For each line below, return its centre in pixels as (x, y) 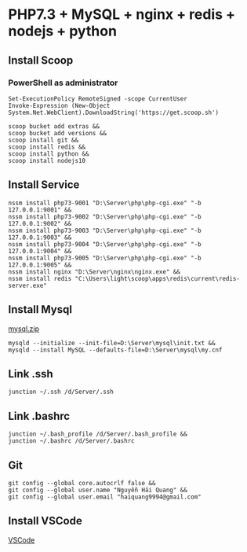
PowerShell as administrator (63, 83)
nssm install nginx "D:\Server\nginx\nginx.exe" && (94, 272)
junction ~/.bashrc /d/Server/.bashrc (71, 441)
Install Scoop (41, 60)
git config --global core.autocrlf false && (82, 483)
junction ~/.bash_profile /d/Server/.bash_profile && (98, 434)
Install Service (44, 185)
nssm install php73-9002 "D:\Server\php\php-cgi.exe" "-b (105, 217)
